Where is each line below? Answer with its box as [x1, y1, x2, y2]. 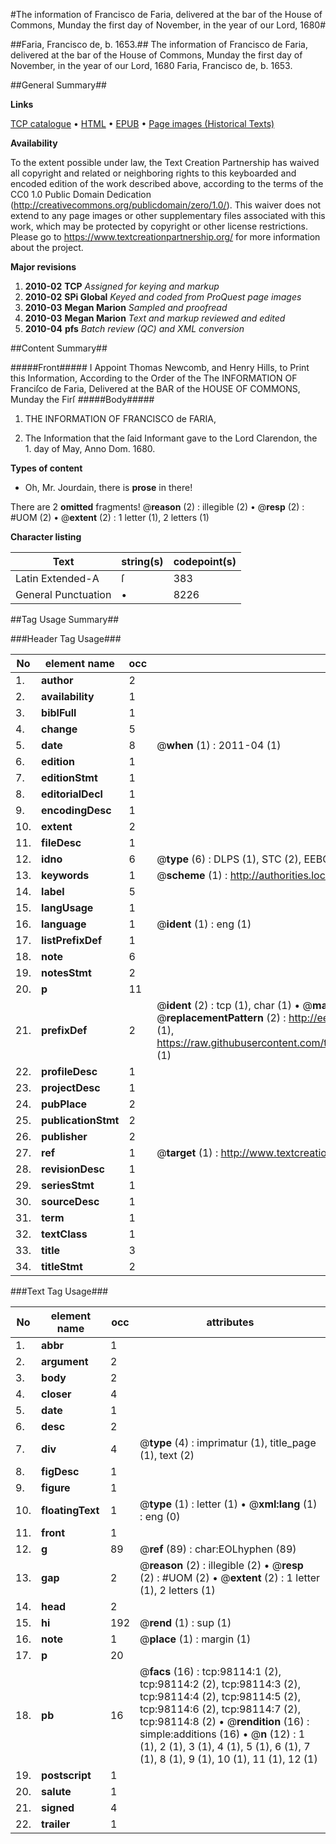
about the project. [10, 242, 84, 253]
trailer [41, 1817, 71, 1831]
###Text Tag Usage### [10, 1285, 109, 1297]
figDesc [41, 1465, 80, 1478]
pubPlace [41, 1097, 88, 1111]
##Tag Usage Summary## [10, 614, 120, 625]
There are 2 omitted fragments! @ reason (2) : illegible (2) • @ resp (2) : [10, 501, 305, 513]
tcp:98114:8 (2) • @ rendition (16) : [139, 1715, 310, 1728]
